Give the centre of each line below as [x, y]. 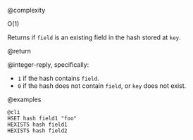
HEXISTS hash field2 [38, 131]
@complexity [26, 10]
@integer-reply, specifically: [48, 65]
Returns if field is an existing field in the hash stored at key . [94, 37]
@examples [24, 99]
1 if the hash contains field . [58, 78]
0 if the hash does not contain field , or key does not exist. [102, 86]
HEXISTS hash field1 [38, 125]
